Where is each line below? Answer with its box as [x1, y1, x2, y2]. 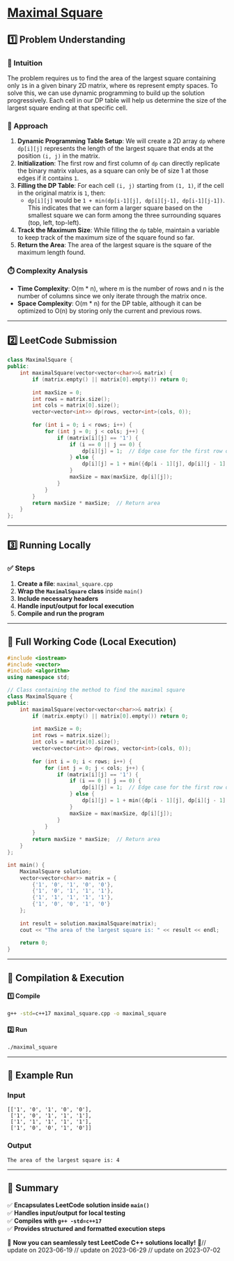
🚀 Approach [7, 121, 49, 131]
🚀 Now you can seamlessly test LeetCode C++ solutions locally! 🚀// [7, 1238, 207, 1246]
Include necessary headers [17, 594, 99, 602]
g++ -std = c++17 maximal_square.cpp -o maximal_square [7, 1009, 167, 1017]
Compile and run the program [17, 609, 104, 618]
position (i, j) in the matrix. [17, 152, 100, 160]
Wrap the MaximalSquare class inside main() [17, 587, 143, 595]
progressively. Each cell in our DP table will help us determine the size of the [7, 96, 227, 104]
